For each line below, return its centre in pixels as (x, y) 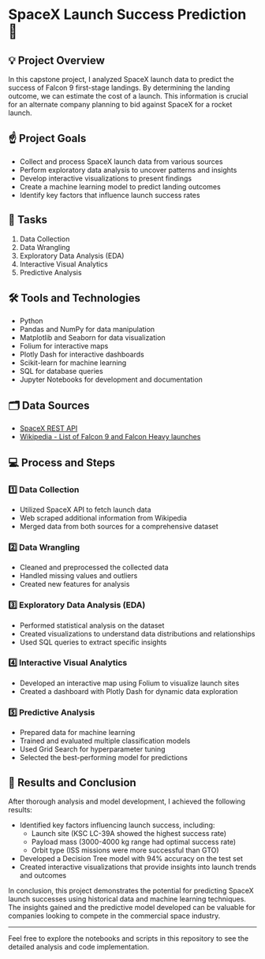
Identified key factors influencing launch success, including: (117, 825)
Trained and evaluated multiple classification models (105, 741)
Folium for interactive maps (64, 346)
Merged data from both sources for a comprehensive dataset (119, 526)
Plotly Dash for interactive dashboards (82, 354)
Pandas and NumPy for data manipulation (87, 330)
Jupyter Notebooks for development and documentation (111, 379)
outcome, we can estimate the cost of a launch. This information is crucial (128, 96)
